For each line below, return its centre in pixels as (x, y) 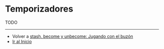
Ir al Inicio (22, 41)
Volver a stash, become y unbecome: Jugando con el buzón (72, 36)
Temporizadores (39, 9)
